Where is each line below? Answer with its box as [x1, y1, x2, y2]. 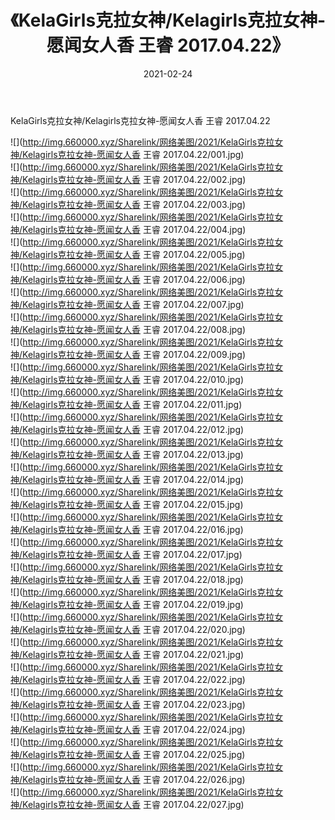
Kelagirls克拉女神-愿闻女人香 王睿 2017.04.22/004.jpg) [22, 223, 247, 235]
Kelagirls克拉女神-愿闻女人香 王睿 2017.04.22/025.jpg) [22, 748, 246, 760]
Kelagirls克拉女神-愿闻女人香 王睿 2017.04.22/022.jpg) [22, 673, 246, 685]
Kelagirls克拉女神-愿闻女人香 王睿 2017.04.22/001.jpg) [22, 148, 245, 160]
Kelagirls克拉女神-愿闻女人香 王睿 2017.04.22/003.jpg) [22, 198, 247, 210]
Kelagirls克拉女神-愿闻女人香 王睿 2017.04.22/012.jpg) [22, 423, 245, 435]
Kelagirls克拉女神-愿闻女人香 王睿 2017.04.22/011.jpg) [22, 398, 243, 410]
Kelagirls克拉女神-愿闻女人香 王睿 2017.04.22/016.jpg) [22, 523, 244, 535]
